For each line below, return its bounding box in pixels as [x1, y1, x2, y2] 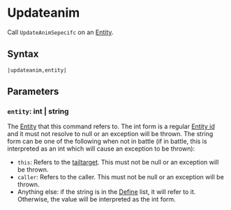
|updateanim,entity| [7, 66, 68, 74]
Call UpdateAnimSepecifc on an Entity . [7, 28, 114, 36]
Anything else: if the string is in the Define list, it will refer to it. [17, 188, 196, 196]
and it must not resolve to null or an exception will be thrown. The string [7, 130, 214, 138]
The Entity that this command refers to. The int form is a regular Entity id [7, 122, 215, 130]
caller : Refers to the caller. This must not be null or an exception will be [17, 173, 225, 181]
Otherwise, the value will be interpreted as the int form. [17, 195, 176, 204]
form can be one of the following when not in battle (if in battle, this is [7, 137, 207, 146]
